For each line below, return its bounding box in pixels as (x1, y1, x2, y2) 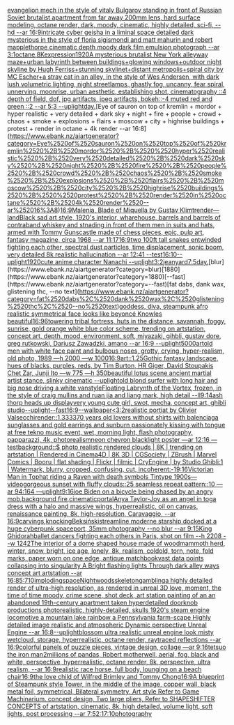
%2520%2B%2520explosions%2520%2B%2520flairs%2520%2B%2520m (7, 176, 224, 184)
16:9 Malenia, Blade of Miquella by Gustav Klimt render (60, 206, 214, 214)
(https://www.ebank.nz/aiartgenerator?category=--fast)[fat (7, 280, 178, 288)
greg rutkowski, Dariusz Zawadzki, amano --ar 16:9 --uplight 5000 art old (7, 339, 213, 347)
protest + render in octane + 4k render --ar (7, 125, 131, 132)
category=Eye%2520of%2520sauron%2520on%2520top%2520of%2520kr (7, 139, 227, 147)
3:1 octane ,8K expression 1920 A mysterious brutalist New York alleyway (7, 50, 209, 59)
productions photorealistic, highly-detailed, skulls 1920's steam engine (7, 606, 210, 614)
